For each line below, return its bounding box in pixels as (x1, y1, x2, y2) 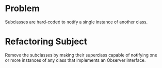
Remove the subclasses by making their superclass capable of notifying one (5, 52, 158, 58)
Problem (5, 3, 40, 14)
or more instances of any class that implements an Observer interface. (5, 57, 146, 63)
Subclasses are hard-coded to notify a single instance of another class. (5, 19, 148, 25)
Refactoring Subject (5, 36, 87, 47)
